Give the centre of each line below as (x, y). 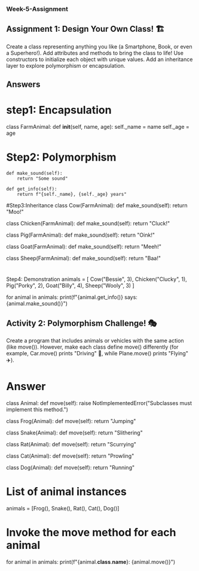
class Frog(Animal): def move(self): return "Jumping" (71, 421)
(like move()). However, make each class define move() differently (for (92, 347)
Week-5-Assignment (37, 9)
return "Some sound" (42, 179)
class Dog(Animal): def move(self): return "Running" (71, 467)
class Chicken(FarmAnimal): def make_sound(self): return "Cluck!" (88, 223)
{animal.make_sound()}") (37, 304)
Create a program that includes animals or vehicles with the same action (95, 341)
